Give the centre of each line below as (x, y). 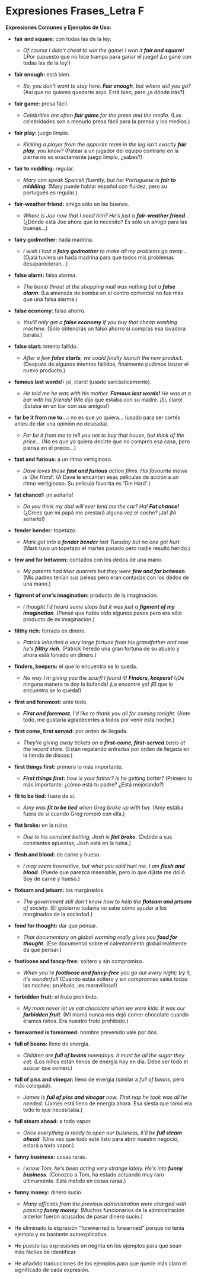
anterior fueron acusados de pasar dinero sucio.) (83, 1216)
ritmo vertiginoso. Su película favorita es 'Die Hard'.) (87, 483)
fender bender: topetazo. (45, 530)
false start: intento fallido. (46, 346)
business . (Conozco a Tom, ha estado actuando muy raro (93, 1174)
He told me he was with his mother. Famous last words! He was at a (107, 393)
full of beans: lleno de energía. (52, 1044)
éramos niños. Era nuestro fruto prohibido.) (76, 1021)
